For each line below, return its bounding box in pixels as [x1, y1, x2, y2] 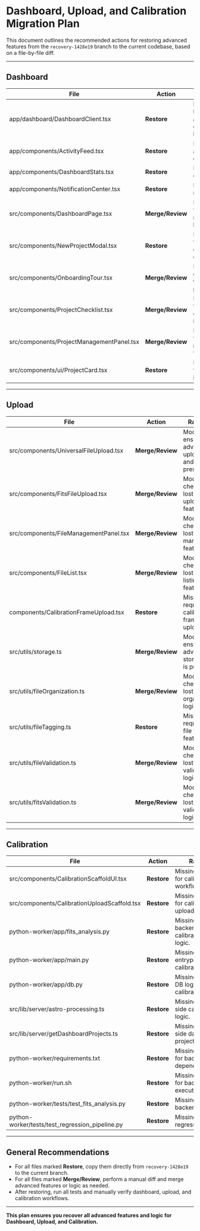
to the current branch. [14, 1170, 69, 1177]
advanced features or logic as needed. [14, 1182, 110, 1189]
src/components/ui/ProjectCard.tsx [9, 365, 108, 374]
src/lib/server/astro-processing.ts [9, 1005, 105, 1013]
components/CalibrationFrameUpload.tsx [9, 608, 125, 616]
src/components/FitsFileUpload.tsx [9, 489, 107, 498]
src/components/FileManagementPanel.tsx [9, 529, 130, 537]
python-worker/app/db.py [9, 981, 83, 989]
